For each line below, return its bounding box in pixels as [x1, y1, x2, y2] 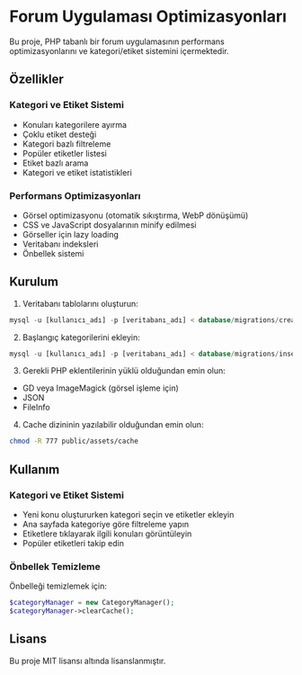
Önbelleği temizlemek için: [9, 580, 108, 591]
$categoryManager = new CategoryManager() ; [9, 598, 175, 607]
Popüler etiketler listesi [22, 148, 108, 158]
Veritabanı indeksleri [22, 238, 99, 249]
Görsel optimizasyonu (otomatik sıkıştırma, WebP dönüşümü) [22, 210, 249, 220]
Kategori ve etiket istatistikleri [22, 166, 132, 177]
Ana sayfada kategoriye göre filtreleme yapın [22, 519, 190, 530]
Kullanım [9, 462, 60, 477]
